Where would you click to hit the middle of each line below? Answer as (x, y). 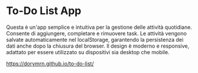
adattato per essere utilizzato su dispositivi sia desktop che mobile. (88, 52)
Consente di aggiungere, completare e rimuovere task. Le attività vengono (97, 33)
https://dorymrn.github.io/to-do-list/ (50, 64)
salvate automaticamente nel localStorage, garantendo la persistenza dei (95, 39)
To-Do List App (44, 11)
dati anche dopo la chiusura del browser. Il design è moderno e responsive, (98, 46)
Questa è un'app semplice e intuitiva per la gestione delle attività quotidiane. (99, 27)
